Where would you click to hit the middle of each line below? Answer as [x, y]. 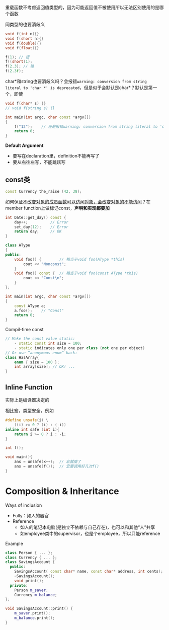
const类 [18, 179]
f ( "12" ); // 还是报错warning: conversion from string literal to [86, 127]
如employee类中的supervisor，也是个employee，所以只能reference [90, 533]
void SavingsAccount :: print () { [39, 609]
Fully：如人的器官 [31, 515]
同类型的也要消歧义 [25, 24]
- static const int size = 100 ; [48, 344]
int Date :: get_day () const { [36, 217]
